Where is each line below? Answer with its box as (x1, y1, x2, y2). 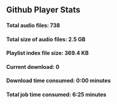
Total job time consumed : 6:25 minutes (6, 91, 107, 98)
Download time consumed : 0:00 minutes (6, 77, 111, 84)
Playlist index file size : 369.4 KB (6, 50, 89, 57)
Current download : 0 (6, 63, 60, 70)
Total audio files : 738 (6, 21, 60, 29)
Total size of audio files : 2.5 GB (6, 36, 86, 43)
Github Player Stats (6, 5, 81, 15)
